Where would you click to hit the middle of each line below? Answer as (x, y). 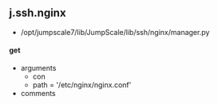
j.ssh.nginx (38, 13)
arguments (38, 68)
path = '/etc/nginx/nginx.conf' (82, 85)
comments (38, 94)
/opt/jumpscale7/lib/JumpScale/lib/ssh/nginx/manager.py (115, 32)
